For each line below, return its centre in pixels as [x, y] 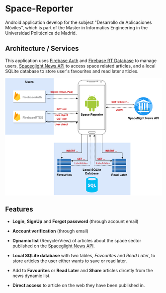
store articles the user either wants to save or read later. [70, 261]
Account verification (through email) [50, 231]
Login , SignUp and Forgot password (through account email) [75, 221]
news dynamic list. [31, 276]
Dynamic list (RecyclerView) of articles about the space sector [77, 240]
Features [19, 209]
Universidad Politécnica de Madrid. [41, 33]
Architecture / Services [42, 48]
